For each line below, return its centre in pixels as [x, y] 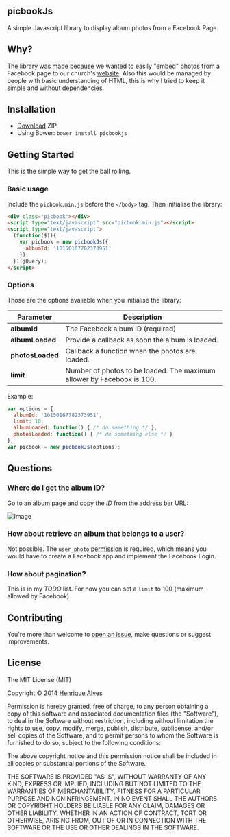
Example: [20, 396]
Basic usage [28, 189]
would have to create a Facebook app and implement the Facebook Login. [112, 556]
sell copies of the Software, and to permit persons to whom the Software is [113, 735]
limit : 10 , [29, 421]
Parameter [35, 317]
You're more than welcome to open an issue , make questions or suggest [109, 634]
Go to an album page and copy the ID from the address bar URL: [98, 503]
